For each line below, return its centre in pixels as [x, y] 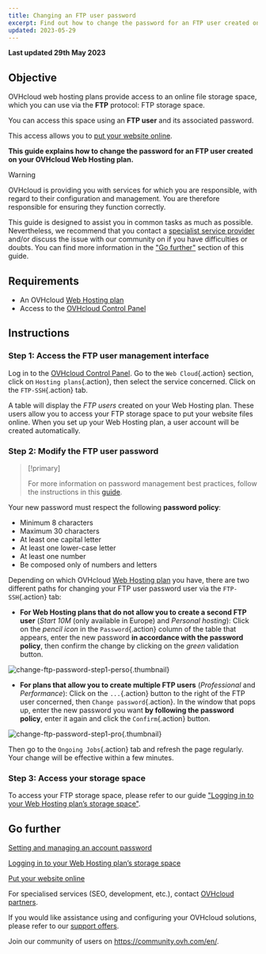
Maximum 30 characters [60, 530]
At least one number [53, 556]
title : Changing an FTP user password [72, 15]
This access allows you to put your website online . [90, 136]
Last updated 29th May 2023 [57, 53]
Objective [33, 77]
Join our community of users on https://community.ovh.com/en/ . [114, 941]
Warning [22, 175]
